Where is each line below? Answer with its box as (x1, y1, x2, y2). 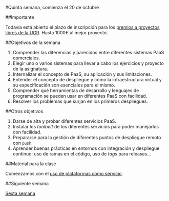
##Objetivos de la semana (5, 39, 60, 46)
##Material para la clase (5, 161, 56, 167)
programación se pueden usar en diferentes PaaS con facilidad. (12, 93, 147, 99)
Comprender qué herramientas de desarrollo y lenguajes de (12, 87, 139, 94)
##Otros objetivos (5, 108, 44, 114)
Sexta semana (5, 190, 36, 196)
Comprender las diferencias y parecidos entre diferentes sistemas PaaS (12, 50, 164, 55)
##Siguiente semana (5, 181, 49, 186)
